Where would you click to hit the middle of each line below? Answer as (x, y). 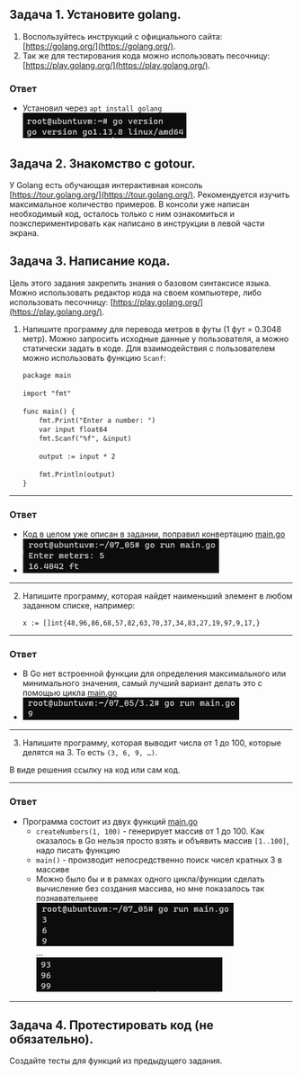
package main (47, 375)
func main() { (49, 411)
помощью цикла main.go (70, 693)
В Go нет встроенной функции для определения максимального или (154, 673)
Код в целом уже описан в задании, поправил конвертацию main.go (154, 534)
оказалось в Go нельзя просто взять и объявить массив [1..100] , (162, 840)
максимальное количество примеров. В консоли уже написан (129, 204)
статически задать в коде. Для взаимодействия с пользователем (149, 348)
